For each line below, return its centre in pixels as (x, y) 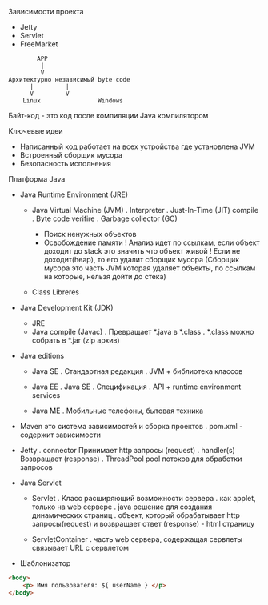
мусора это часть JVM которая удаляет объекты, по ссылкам (150, 268)
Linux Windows (73, 101)
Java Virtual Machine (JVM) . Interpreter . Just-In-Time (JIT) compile (145, 210)
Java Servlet (40, 483)
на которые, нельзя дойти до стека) (105, 276)
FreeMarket (39, 44)
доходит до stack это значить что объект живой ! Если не (142, 251)
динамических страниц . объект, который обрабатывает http (136, 515)
